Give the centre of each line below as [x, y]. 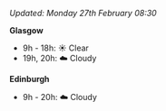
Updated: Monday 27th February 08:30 [83, 13]
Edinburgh [29, 79]
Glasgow [26, 30]
